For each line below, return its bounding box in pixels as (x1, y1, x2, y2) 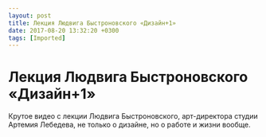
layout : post (8, 11, 52, 20)
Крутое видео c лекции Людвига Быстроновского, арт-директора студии (8, 112, 258, 121)
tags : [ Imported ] (8, 33, 66, 42)
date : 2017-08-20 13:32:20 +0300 (8, 26, 119, 34)
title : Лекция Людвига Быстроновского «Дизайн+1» (8, 19, 177, 27)
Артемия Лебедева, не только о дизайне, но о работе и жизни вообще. (8, 120, 251, 130)
